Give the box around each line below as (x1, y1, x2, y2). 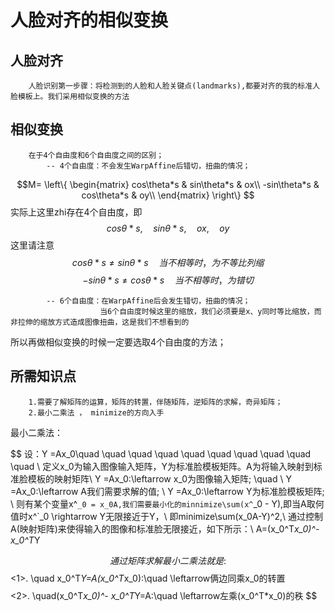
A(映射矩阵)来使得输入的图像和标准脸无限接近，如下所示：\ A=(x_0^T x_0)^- (10, 522, 320, 535)
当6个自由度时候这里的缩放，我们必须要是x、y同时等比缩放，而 (99, 306, 322, 316)
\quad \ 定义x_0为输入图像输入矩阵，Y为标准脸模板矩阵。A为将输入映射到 (10, 460, 314, 472)
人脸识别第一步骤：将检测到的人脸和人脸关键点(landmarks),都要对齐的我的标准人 (28, 81, 321, 91)
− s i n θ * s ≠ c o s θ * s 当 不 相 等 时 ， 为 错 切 (82, 274, 254, 286)
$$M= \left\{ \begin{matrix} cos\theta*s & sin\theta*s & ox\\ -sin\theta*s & (16, 178, 320, 190)
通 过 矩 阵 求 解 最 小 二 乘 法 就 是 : (109, 554, 227, 566)
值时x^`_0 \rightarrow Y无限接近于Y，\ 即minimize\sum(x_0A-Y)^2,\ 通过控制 (10, 510, 324, 522)
